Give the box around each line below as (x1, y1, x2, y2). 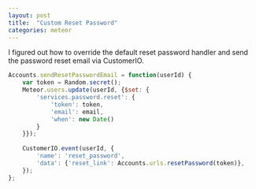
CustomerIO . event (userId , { (22, 145, 114, 153)
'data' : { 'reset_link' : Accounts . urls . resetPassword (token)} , (36, 159, 245, 167)
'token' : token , (50, 100, 104, 109)
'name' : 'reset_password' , (36, 152, 125, 160)
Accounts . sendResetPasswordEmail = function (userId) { (8, 72, 192, 80)
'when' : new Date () (50, 115, 114, 123)
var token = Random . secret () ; (22, 79, 122, 87)
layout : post (8, 11, 51, 20)
